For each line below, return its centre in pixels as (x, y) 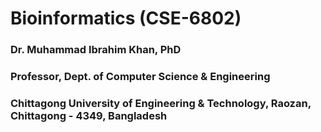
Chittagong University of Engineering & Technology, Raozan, (161, 103)
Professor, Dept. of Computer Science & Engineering (140, 77)
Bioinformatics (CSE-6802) (126, 18)
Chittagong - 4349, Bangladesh (89, 115)
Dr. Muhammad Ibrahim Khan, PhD (96, 50)
